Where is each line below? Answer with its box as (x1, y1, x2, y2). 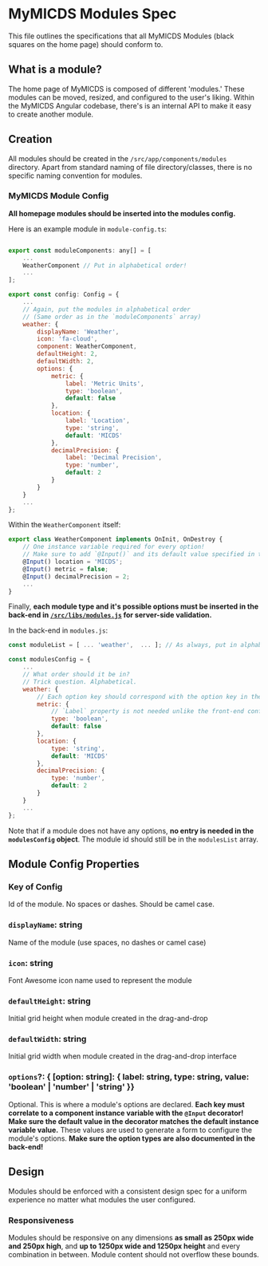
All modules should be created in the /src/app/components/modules (8, 153, 227, 164)
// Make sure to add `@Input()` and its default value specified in (22, 550, 255, 558)
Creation (8, 132, 53, 146)
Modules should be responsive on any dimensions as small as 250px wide (8, 1232, 254, 1242)
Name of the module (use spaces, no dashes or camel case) (8, 937, 207, 947)
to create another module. (8, 109, 94, 119)
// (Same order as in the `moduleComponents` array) (22, 313, 202, 321)
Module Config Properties (8, 858, 140, 870)
